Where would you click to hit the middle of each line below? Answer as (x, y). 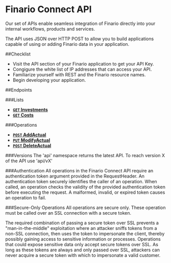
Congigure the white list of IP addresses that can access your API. (82, 69)
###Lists (15, 100)
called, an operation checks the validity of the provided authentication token (86, 187)
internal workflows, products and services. (50, 28)
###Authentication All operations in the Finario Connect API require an (79, 170)
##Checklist (18, 54)
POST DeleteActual (32, 145)
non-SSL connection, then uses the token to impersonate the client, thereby (85, 233)
